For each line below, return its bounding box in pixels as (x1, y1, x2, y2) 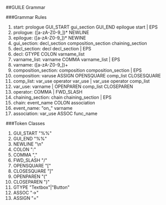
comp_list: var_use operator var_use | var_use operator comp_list (13, 78, 150, 84)
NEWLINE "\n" (13, 141, 44, 147)
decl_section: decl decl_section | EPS (13, 46, 92, 51)
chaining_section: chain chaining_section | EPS (13, 94, 112, 100)
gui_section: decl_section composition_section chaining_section (13, 40, 147, 46)
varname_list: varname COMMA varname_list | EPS (13, 56, 120, 63)
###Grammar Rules (6, 14, 47, 20)
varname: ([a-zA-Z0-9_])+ (13, 62, 68, 68)
